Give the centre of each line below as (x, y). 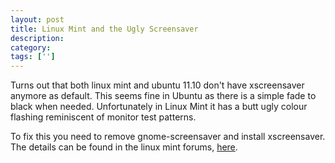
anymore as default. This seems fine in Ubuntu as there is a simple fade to (163, 96)
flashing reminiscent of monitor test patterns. (103, 117)
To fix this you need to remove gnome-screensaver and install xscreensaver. (168, 137)
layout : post (37, 19)
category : (31, 47)
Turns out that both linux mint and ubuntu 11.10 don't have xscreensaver (157, 85)
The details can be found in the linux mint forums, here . (124, 147)
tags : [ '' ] (33, 57)
